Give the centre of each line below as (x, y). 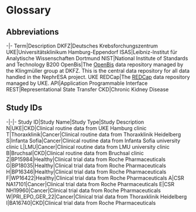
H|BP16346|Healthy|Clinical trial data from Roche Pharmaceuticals (86, 172)
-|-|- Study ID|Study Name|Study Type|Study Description (75, 122)
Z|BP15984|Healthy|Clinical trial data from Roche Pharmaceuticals (86, 159)
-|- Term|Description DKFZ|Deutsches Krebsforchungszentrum (82, 46)
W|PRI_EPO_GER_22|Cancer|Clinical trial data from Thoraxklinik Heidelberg (97, 196)
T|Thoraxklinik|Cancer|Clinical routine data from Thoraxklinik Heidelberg (94, 134)
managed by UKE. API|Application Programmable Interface (77, 83)
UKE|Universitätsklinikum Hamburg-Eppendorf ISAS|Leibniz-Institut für (92, 52)
